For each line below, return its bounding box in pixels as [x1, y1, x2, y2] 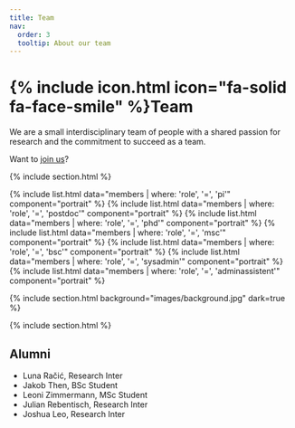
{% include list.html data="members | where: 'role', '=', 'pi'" [9, 189, 231, 200]
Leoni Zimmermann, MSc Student [22, 390, 147, 400]
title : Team [9, 13, 54, 23]
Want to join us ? [9, 154, 70, 165]
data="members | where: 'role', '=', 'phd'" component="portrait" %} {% [9, 218, 276, 229]
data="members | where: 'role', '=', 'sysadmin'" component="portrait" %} [9, 256, 283, 267]
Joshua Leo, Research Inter [22, 409, 126, 419]
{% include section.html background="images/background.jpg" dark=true [9, 293, 286, 304]
